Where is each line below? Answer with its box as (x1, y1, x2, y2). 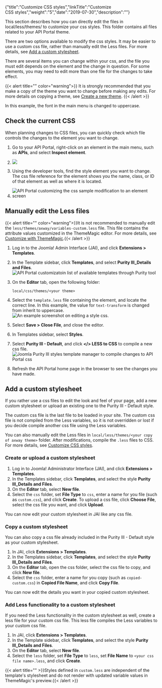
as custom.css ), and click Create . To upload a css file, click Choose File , (12, 497, 156, 502)
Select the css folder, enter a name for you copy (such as (12, 575, 126, 581)
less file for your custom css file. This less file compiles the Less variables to (5, 618, 158, 623)
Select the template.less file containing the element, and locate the (12, 297, 147, 303)
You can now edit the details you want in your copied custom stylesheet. (5, 589, 150, 595)
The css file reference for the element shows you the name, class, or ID (12, 173, 155, 179)
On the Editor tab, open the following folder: (12, 279, 100, 285)
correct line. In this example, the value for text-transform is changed (12, 302, 150, 308)
